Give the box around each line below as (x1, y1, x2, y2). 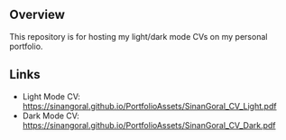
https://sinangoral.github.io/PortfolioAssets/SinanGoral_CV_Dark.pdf (22, 119, 277, 130)
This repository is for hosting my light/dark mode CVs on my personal (9, 31, 268, 42)
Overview (9, 7, 66, 23)
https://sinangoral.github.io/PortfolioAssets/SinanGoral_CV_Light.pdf (22, 100, 277, 111)
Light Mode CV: (22, 90, 81, 102)
